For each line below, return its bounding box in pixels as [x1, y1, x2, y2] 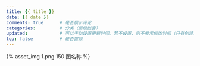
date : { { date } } [6, 14, 49, 20]
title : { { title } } [6, 8, 55, 15]
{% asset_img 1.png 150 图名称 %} [6, 53, 90, 60]
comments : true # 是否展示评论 [6, 19, 92, 25]
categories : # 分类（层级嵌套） [6, 25, 101, 31]
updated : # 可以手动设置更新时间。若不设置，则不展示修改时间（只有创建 [6, 31, 193, 37]
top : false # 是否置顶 [6, 36, 83, 42]
